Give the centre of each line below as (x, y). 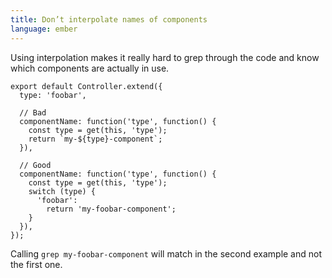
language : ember (44, 29)
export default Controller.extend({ (86, 86)
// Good (35, 165)
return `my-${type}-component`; (95, 139)
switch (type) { (62, 191)
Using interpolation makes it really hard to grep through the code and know (165, 57)
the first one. (36, 264)
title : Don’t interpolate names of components (109, 19)
